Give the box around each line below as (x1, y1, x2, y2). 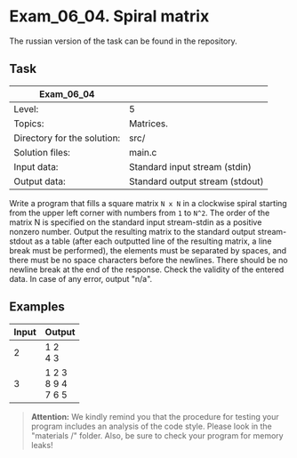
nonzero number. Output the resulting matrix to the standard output (9, 226, 256, 237)
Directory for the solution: (13, 132, 121, 144)
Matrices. (128, 117, 169, 130)
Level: (13, 102, 39, 115)
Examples (9, 300, 65, 315)
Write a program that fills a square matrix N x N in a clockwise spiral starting (9, 197, 287, 208)
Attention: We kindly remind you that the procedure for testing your (30, 411, 279, 422)
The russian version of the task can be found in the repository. (9, 36, 237, 46)
